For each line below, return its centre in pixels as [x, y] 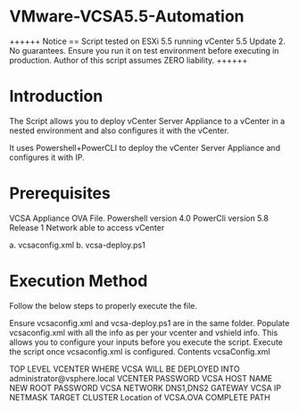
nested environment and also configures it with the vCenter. [119, 130]
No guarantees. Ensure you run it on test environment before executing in [144, 50]
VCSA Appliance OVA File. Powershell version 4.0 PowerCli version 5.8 [139, 218]
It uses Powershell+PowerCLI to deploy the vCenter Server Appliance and [145, 147]
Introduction [56, 96]
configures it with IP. [47, 157]
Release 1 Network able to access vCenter [87, 227]
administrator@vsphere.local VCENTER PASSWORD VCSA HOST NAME [141, 378]
